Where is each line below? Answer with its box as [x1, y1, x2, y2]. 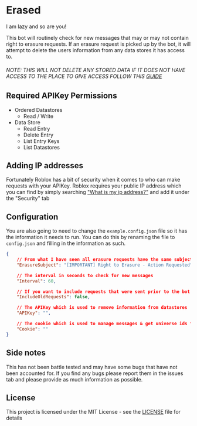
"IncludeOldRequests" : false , [16, 294, 91, 300]
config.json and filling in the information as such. [6, 240, 126, 247]
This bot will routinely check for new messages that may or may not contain [6, 34, 189, 41]
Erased [6, 4, 41, 17]
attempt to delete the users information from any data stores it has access [6, 46, 185, 53]
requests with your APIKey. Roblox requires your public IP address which [6, 182, 182, 189]
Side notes [6, 348, 46, 358]
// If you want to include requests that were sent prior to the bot [16, 288, 191, 295]
